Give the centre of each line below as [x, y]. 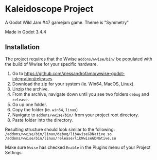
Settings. [14, 152]
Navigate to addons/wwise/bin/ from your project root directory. [76, 115]
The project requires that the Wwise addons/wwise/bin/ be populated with [78, 59]
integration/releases [32, 78]
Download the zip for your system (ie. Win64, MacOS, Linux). [73, 84]
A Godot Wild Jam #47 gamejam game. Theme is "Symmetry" [67, 22]
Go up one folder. [29, 104]
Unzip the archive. [30, 89]
